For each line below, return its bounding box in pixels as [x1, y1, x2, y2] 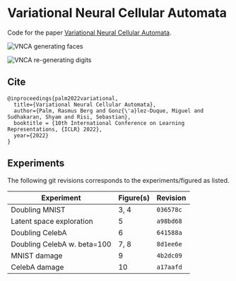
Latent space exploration [11, 216, 93, 226]
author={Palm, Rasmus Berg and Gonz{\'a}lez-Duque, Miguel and [13, 107, 203, 114]
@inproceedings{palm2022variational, [7, 95, 119, 102]
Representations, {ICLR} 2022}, [7, 126, 102, 133]
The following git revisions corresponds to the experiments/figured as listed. [7, 176, 230, 184]
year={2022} [13, 132, 49, 139]
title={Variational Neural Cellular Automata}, [13, 101, 157, 108]
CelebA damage [11, 262, 64, 272]
